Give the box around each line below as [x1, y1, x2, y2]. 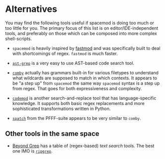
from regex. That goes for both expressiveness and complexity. [12, 85, 142, 91]
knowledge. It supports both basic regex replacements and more [12, 100, 145, 106]
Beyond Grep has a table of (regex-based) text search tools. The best [12, 143, 155, 149]
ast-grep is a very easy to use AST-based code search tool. [12, 60, 135, 66]
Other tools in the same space [5, 130, 100, 138]
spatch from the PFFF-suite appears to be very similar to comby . [12, 115, 141, 121]
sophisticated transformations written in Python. [12, 106, 111, 111]
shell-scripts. [5, 36, 32, 42]
